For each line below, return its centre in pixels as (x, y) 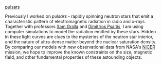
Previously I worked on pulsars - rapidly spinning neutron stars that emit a (79, 16)
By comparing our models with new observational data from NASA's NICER (80, 47)
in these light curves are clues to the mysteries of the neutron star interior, (79, 37)
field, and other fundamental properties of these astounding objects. (74, 57)
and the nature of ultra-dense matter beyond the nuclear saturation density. (81, 42)
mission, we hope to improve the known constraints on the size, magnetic (79, 52)
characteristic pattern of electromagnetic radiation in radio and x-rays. (75, 21)
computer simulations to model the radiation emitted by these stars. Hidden (80, 32)
